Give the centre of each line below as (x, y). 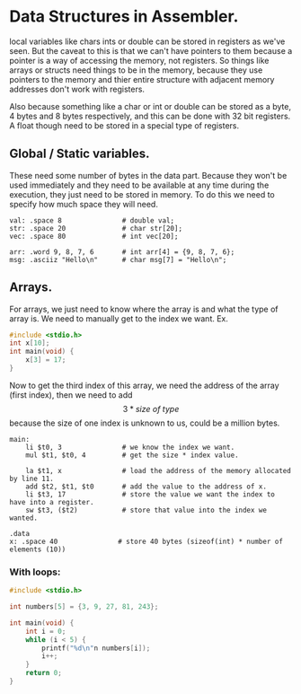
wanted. (24, 518)
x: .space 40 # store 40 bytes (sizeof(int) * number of (146, 541)
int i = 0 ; (46, 631)
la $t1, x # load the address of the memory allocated (159, 470)
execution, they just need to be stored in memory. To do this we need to (142, 194)
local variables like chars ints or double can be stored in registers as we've (147, 41)
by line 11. (31, 479)
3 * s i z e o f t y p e (151, 408)
